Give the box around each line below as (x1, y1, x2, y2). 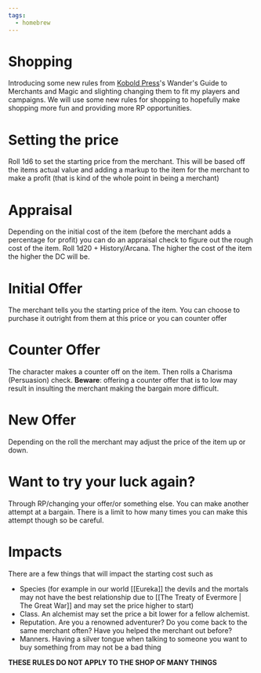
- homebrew (15, 19, 51, 27)
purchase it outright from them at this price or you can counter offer (8, 314, 227, 323)
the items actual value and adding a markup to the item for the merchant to (8, 166, 250, 175)
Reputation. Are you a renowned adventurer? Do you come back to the (19, 617, 248, 627)
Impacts (8, 543, 63, 561)
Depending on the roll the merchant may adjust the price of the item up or (8, 437, 246, 447)
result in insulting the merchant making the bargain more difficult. (8, 384, 219, 393)
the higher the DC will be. (8, 252, 90, 261)
